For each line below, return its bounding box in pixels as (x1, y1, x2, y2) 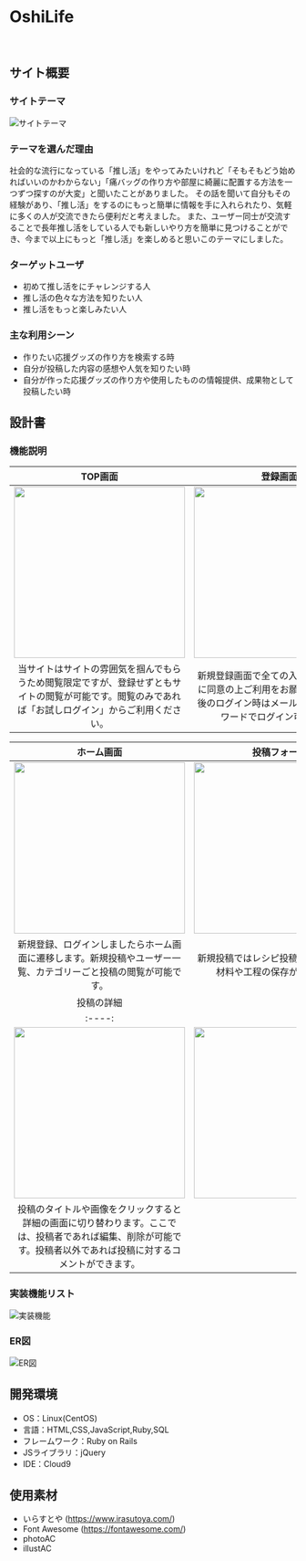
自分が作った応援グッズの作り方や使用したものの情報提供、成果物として (22, 374, 294, 385)
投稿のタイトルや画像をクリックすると (16, 1203, 182, 1216)
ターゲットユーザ (9, 258, 85, 271)
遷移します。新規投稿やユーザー (36, 952, 173, 965)
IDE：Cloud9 (22, 1458, 71, 1469)
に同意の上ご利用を (197, 683, 280, 696)
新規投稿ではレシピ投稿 (197, 952, 298, 965)
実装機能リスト (9, 1287, 76, 1300)
